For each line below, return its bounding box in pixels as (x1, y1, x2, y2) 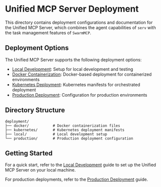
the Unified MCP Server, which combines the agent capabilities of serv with (5, 24, 156, 30)
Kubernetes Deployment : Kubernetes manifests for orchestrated (12, 82, 141, 87)
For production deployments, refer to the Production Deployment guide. (5, 176, 148, 183)
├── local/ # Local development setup (5, 132, 108, 136)
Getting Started (5, 149, 53, 157)
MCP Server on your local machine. (5, 167, 76, 173)
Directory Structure (5, 106, 65, 115)
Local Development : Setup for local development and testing (12, 66, 133, 72)
